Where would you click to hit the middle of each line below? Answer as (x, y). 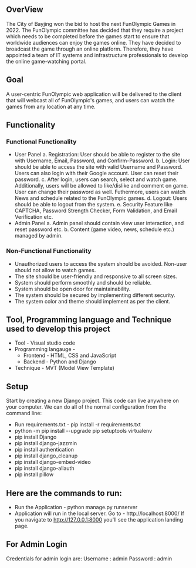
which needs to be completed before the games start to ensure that (88, 36)
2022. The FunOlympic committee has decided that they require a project (95, 30)
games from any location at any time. (51, 106)
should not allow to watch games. (55, 270)
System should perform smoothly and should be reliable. (83, 282)
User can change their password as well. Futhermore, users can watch (100, 192)
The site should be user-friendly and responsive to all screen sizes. (96, 276)
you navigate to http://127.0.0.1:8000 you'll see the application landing (99, 520)
